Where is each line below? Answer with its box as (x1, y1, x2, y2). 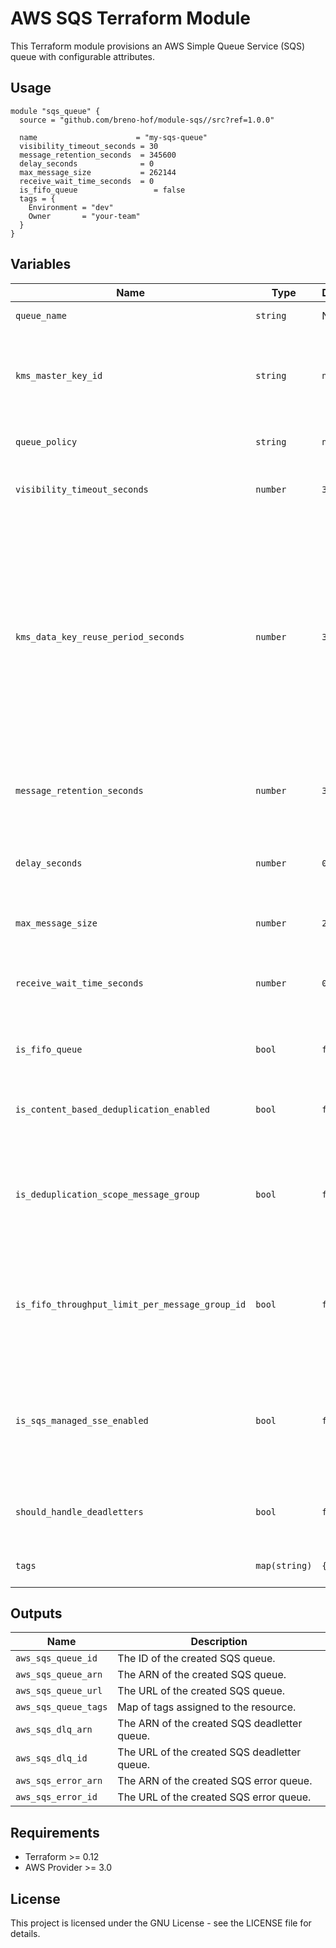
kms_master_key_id (15, 370, 103, 381)
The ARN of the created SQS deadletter (117, 1717, 303, 1731)
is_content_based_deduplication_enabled (15, 1103, 210, 1115)
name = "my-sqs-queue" (19, 132, 208, 142)
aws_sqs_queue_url (15, 1685, 103, 1697)
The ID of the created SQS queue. (117, 1652, 276, 1666)
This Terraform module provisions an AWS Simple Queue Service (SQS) (10, 40, 306, 52)
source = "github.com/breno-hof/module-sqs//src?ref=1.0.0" (19, 115, 275, 125)
